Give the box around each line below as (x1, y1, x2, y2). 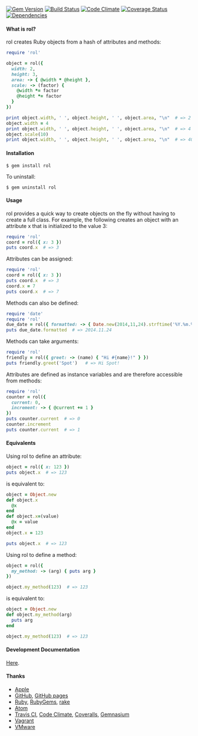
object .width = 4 (6, 120, 49, 126)
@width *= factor (16, 88, 60, 94)
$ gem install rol (6, 163, 51, 169)
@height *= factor (16, 93, 62, 100)
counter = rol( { (6, 394, 46, 400)
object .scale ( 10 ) (6, 131, 49, 137)
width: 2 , (11, 65, 35, 72)
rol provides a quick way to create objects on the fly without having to (6, 210, 176, 217)
